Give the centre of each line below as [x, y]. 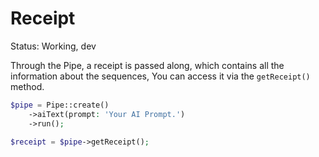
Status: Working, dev [53, 46]
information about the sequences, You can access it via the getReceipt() [160, 76]
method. [27, 86]
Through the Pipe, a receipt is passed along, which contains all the [147, 65]
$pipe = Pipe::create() [60, 105]
